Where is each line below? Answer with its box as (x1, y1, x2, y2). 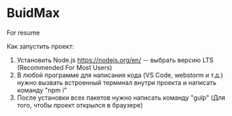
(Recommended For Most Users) (16, 63, 112, 71)
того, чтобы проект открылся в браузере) (16, 100, 143, 109)
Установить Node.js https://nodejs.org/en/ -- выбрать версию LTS (16, 55, 214, 64)
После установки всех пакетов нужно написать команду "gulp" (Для (16, 93, 226, 102)
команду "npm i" (16, 86, 67, 94)
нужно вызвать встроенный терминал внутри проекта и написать (16, 78, 217, 86)
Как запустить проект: (6, 42, 75, 50)
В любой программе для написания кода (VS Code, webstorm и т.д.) (16, 71, 224, 79)
